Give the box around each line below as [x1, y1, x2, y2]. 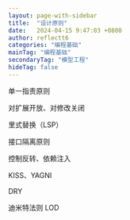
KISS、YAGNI [8, 170, 52, 179]
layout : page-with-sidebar [8, 11, 97, 20]
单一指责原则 [8, 86, 50, 95]
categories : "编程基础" [8, 41, 82, 49]
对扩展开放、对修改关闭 [8, 102, 85, 112]
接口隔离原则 [8, 137, 50, 146]
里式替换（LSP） [8, 120, 63, 129]
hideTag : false [8, 64, 59, 71]
